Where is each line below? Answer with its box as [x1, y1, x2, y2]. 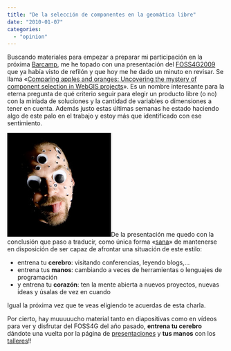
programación [17, 273, 57, 282]
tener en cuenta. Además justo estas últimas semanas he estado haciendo [7, 105, 219, 113]
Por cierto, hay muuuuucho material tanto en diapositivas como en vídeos [7, 315, 217, 323]
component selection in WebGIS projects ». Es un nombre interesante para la [7, 82, 225, 91]
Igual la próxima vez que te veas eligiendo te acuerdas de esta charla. [7, 301, 206, 309]
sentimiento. [7, 119, 43, 127]
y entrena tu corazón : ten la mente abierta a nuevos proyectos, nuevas [17, 280, 220, 289]
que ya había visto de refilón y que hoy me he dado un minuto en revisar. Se [7, 68, 224, 76]
